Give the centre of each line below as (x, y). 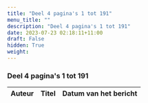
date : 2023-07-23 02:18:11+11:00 (55, 33)
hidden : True (26, 45)
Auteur (22, 93)
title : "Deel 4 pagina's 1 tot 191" (60, 13)
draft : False (26, 39)
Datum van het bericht (100, 93)
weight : (18, 52)
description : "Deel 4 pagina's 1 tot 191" (69, 26)
